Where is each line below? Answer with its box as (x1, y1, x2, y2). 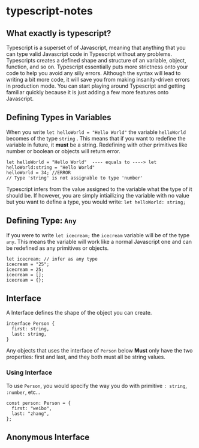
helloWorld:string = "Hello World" (6, 164, 95, 171)
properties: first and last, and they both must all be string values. (6, 353, 166, 361)
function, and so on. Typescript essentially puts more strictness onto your (6, 63, 189, 70)
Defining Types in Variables (6, 112, 111, 123)
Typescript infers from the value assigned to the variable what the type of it (6, 185, 193, 193)
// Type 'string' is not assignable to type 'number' (6, 175, 144, 181)
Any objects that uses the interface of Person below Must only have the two (6, 347, 193, 354)
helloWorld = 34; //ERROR (6, 169, 71, 175)
